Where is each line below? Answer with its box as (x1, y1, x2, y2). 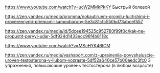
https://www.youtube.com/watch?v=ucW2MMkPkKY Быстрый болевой (5, 4, 150, 10)
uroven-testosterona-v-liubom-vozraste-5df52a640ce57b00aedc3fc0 (5, 57, 147, 63)
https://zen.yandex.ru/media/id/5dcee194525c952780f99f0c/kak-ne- (5, 28, 145, 34)
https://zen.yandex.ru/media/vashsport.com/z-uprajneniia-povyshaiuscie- (5, 52, 155, 58)
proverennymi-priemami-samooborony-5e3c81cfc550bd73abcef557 (5, 19, 143, 24)
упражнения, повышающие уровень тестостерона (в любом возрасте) (5, 63, 153, 68)
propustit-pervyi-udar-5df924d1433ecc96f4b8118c (5, 34, 109, 39)
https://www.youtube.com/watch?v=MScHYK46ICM (5, 43, 111, 48)
